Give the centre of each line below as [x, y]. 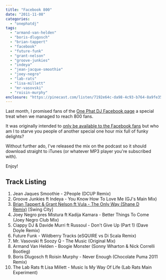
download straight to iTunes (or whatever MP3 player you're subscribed [79, 151]
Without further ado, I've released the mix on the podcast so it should [76, 146]
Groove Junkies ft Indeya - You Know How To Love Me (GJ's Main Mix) [85, 199]
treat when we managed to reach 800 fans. [50, 116]
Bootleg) [21, 252]
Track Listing [26, 182]
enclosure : [17, 97]
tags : [11, 28]
